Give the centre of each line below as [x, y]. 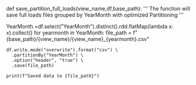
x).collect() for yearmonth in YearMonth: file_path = [69, 33]
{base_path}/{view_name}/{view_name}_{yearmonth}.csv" [78, 39]
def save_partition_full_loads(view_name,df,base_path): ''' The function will [98, 9]
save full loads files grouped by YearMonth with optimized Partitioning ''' [95, 15]
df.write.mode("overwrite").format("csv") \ [62, 50]
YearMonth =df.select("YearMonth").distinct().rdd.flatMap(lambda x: [90, 26]
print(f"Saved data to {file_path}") [53, 76]
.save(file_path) [33, 65]
